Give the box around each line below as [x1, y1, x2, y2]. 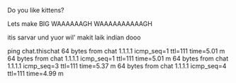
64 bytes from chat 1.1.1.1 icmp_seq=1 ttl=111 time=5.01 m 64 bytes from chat [7, 54, 229, 63]
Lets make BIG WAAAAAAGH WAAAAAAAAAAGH [7, 20, 152, 27]
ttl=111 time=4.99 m [7, 70, 64, 77]
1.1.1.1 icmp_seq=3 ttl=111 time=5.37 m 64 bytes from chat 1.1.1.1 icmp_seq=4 [7, 62, 227, 70]
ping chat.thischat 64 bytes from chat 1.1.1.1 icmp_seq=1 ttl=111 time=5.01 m [7, 47, 225, 55]
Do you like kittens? [7, 6, 64, 14]
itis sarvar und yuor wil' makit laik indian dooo [7, 33, 141, 41]
